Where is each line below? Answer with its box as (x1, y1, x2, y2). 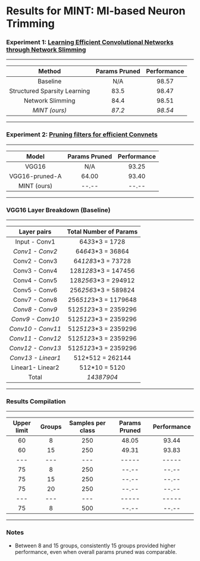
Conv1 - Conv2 (12, 247, 58, 255)
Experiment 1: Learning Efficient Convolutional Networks (6, 38, 174, 46)
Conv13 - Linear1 (10, 354, 61, 362)
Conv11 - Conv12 (9, 335, 61, 343)
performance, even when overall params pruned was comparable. (14, 548, 177, 555)
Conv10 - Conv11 (9, 325, 61, 333)
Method (38, 67, 61, 76)
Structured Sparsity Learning (9, 87, 90, 95)
